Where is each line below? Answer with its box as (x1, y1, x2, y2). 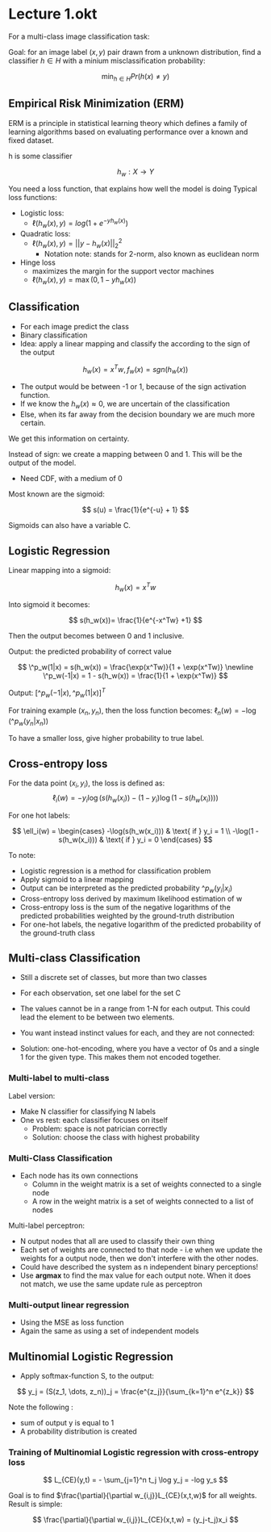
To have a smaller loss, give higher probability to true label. (8, 734, 204, 743)
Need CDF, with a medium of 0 (19, 474, 123, 483)
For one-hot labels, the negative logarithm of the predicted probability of (19, 919, 261, 929)
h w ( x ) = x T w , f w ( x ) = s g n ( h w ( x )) (82, 362, 189, 376)
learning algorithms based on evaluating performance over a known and (8, 127, 248, 136)
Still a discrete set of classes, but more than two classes (19, 973, 207, 982)
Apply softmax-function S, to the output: (19, 1371, 155, 1381)
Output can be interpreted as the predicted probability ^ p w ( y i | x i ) (19, 883, 233, 894)
